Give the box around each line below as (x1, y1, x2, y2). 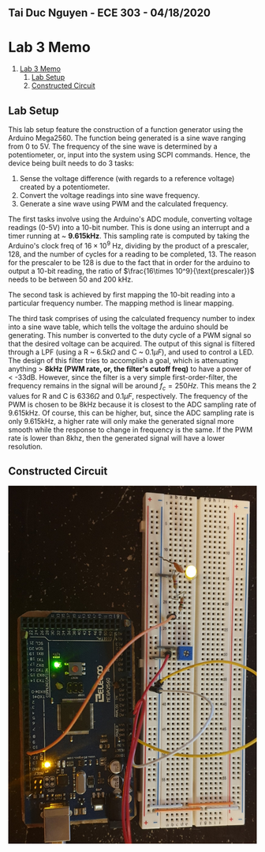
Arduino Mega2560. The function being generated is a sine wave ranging (8, 134, 246, 143)
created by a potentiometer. (19, 182, 110, 192)
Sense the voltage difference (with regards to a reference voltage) (19, 174, 235, 184)
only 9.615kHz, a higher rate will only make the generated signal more (8, 416, 234, 426)
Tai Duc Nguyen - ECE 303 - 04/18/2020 (8, 6, 211, 20)
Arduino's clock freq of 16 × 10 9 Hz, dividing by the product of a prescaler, (8, 240, 250, 250)
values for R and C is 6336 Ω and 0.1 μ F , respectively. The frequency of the (8, 391, 248, 400)
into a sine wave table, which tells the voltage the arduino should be (8, 322, 229, 331)
